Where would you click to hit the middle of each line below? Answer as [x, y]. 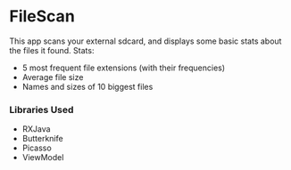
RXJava [36, 129]
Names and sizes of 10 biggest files [87, 86]
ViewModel [43, 158]
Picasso [37, 148]
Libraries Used [42, 109]
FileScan [42, 16]
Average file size [53, 77]
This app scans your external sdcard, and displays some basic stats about [145, 41]
